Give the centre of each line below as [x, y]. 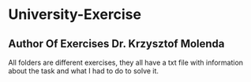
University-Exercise [75, 15]
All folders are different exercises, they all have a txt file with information [126, 62]
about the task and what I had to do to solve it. [84, 71]
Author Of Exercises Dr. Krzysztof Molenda [116, 44]
